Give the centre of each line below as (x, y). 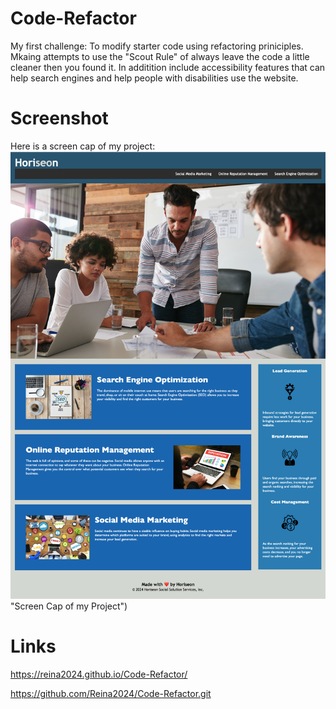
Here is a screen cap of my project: (83, 146)
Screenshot (59, 118)
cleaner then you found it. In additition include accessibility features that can (168, 67)
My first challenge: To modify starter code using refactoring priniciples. (157, 46)
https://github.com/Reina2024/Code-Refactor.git (111, 693)
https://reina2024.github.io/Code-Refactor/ (99, 674)
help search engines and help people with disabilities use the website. (154, 78)
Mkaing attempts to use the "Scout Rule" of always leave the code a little (160, 56)
